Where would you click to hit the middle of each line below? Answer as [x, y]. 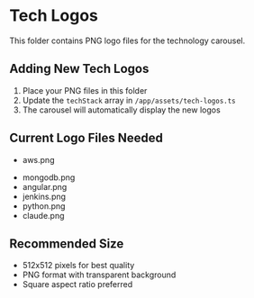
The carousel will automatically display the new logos [121, 110]
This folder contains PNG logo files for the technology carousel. [127, 41]
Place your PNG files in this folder [85, 90]
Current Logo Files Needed [86, 138]
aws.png [38, 159]
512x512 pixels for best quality [78, 266]
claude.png [43, 215]
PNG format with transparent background [99, 275]
